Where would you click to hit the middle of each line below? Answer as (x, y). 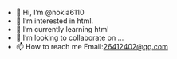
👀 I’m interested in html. (55, 21)
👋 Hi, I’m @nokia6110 (50, 12)
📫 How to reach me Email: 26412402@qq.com (92, 47)
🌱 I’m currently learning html (62, 29)
